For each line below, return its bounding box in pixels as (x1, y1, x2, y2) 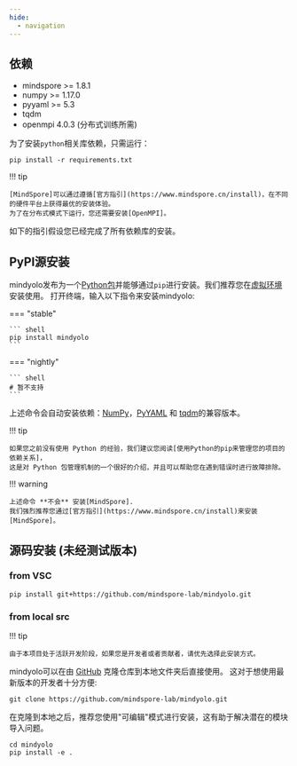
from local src (9, 610, 70, 622)
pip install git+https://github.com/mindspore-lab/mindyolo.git (9, 589, 252, 599)
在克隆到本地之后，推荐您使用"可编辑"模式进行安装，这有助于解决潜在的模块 (9, 712, 289, 723)
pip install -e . (9, 748, 74, 757)
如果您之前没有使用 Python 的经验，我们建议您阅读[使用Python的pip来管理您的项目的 (9, 445, 285, 454)
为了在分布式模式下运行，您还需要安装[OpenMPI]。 (9, 209, 171, 218)
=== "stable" (9, 308, 57, 320)
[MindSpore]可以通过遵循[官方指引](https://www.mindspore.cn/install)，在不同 (9, 190, 288, 200)
